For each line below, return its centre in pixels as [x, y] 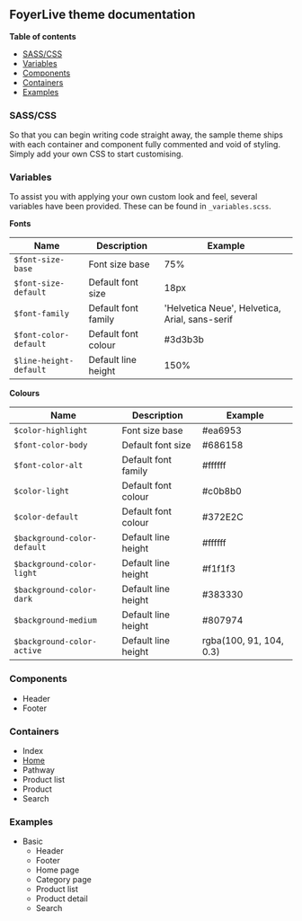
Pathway [39, 770]
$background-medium [55, 620]
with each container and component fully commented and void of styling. [145, 145]
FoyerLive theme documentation [102, 15]
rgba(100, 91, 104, [243, 641]
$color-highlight [51, 431]
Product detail [62, 899]
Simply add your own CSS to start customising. [97, 154]
